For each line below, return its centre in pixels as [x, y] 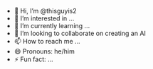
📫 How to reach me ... [47, 41]
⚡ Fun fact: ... [33, 59]
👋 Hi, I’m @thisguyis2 [45, 11]
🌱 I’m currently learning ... [52, 26]
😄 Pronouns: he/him [44, 51]
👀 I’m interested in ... [44, 18]
